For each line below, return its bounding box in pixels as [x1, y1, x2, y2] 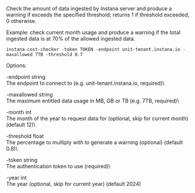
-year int [6, 174, 27, 181]
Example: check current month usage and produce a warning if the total [6, 29, 181, 36]
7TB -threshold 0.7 [35, 52, 83, 58]
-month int [6, 109, 32, 115]
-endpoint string [6, 74, 46, 80]
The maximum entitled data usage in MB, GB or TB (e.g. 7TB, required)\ [6, 97, 180, 104]
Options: [6, 62, 27, 69]
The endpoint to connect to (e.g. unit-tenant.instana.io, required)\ [6, 79, 165, 86]
